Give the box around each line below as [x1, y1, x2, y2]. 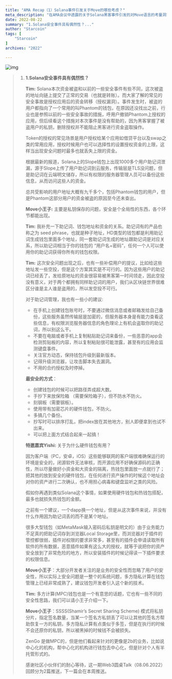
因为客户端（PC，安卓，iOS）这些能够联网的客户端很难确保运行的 [25, 453, 165, 459]
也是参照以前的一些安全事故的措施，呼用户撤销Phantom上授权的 [30, 111, 166, 117]
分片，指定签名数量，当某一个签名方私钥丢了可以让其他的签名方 [25, 614, 160, 620]
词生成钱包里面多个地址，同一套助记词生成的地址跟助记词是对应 [25, 236, 160, 242]
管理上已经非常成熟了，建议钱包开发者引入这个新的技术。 [25, 580, 147, 586]
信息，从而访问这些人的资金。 [25, 178, 89, 184]
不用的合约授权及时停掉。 [33, 365, 88, 371]
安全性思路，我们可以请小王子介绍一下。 [25, 597, 111, 603]
